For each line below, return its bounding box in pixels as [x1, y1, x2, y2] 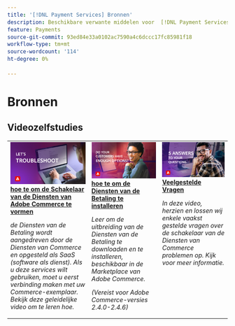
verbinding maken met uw [10, 281, 85, 288]
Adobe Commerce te [10, 200, 72, 208]
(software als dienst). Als [10, 258, 83, 266]
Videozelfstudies [7, 122, 84, 134]
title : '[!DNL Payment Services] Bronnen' [7, 11, 133, 18]
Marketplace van [91, 267, 141, 276]
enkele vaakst [162, 213, 203, 222]
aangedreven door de [10, 236, 73, 244]
